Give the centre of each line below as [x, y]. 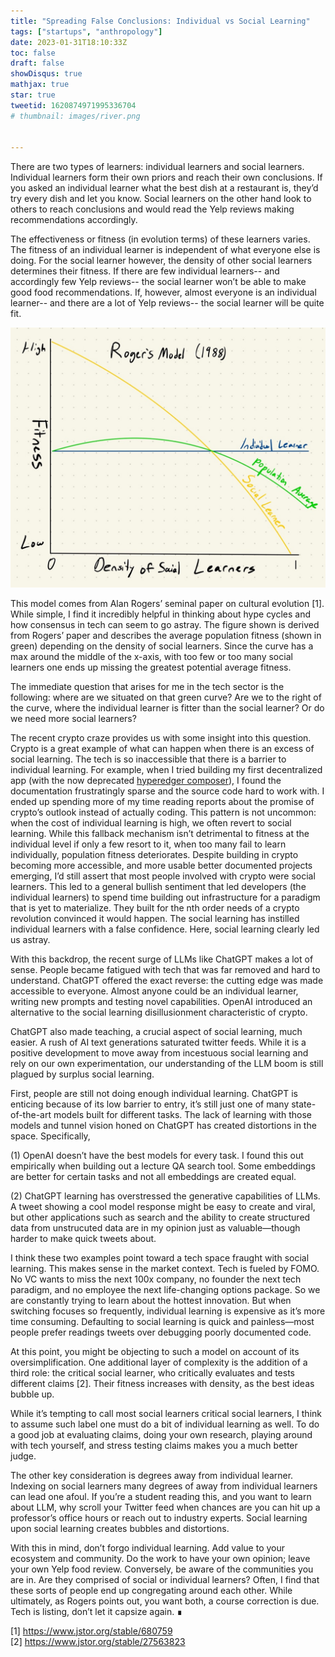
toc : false [33, 53]
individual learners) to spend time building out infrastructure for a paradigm [165, 897]
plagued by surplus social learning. [82, 1074]
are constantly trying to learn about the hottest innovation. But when [151, 1300]
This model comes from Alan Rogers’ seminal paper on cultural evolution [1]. [167, 603]
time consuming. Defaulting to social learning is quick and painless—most [162, 1321]
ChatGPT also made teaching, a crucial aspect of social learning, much [156, 1031]
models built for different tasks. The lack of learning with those [182, 1114]
